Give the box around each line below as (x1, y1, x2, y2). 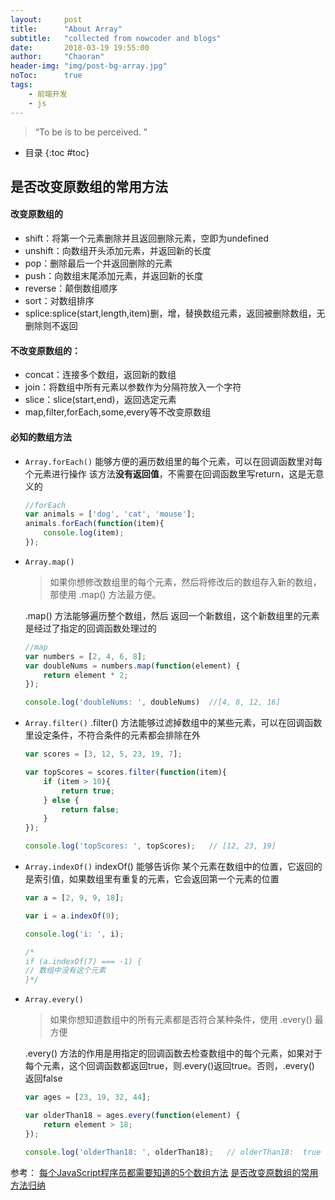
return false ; (61, 804, 120, 815)
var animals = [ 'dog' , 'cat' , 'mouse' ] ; (24, 509, 196, 520)
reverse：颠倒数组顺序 (24, 282, 118, 295)
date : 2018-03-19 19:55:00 (10, 42, 150, 53)
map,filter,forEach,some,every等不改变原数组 (24, 406, 212, 418)
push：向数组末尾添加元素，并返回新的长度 (24, 270, 204, 282)
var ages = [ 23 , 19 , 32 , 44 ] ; (24, 1092, 152, 1103)
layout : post (10, 14, 83, 25)
